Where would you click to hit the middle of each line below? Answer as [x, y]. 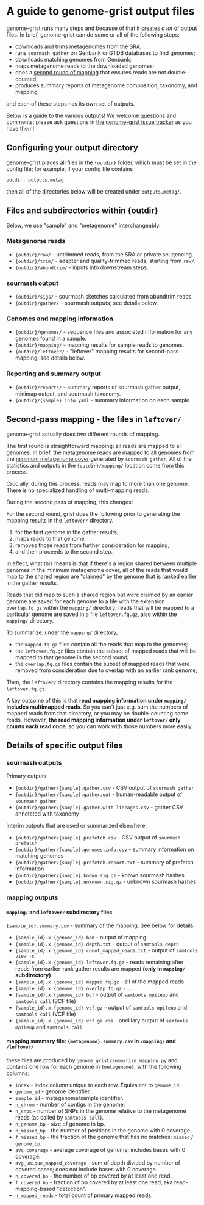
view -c [25, 957]
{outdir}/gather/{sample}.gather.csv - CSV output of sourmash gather [105, 788]
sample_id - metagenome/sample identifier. [69, 1098]
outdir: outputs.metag [35, 180]
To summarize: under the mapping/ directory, [62, 632]
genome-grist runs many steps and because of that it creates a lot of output [102, 28]
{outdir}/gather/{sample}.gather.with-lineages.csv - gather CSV [99, 808]
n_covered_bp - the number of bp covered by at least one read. [93, 1176]
